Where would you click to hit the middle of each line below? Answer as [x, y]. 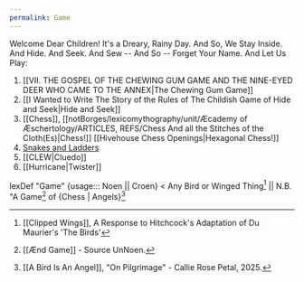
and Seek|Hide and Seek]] [71, 108]
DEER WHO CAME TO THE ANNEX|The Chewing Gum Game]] [138, 89]
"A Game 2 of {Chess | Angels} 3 [67, 196]
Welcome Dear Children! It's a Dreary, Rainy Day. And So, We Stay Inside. [146, 43]
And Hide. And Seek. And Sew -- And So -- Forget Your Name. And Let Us [148, 53]
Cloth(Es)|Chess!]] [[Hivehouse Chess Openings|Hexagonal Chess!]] [151, 137]
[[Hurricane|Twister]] [62, 166]
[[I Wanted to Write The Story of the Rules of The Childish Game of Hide [157, 99]
